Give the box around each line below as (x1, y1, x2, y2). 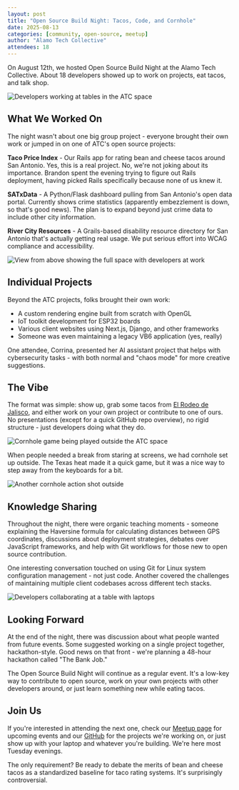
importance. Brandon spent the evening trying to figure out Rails (7, 169, 196, 177)
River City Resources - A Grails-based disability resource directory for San (7, 226, 228, 235)
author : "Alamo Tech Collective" (7, 37, 107, 44)
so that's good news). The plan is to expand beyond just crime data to (7, 205, 213, 214)
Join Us (7, 705, 42, 717)
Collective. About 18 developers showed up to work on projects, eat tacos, (7, 71, 226, 79)
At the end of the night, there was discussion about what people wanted (7, 633, 220, 641)
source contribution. (7, 550, 67, 559)
